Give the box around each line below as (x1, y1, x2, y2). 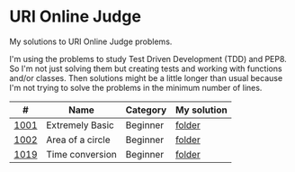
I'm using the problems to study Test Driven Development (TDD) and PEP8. (9, 53, 288, 64)
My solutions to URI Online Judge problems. (9, 36, 173, 47)
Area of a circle (46, 133, 111, 146)
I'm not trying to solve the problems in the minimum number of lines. (9, 82, 263, 93)
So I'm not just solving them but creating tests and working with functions (9, 63, 282, 74)
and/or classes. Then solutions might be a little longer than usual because (9, 72, 283, 83)
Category (125, 104, 167, 116)
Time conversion (46, 148, 117, 160)
